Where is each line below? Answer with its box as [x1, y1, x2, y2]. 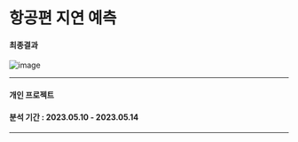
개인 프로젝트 [9, 90, 55, 100]
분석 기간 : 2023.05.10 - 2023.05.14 [9, 112, 139, 122]
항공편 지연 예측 [9, 8, 117, 28]
